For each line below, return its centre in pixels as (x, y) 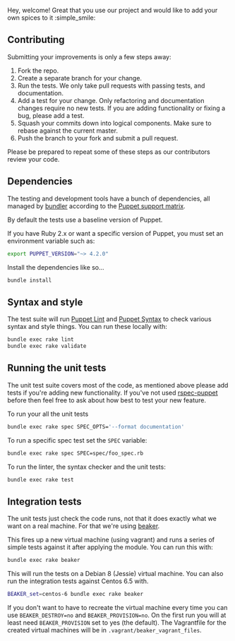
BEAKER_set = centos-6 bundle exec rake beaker (75, 594)
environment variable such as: (51, 241)
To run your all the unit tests (48, 414)
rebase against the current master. (68, 131)
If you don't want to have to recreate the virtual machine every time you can (117, 607)
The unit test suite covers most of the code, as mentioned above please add (118, 385)
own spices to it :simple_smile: (52, 18)
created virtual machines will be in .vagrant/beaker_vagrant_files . (105, 630)
